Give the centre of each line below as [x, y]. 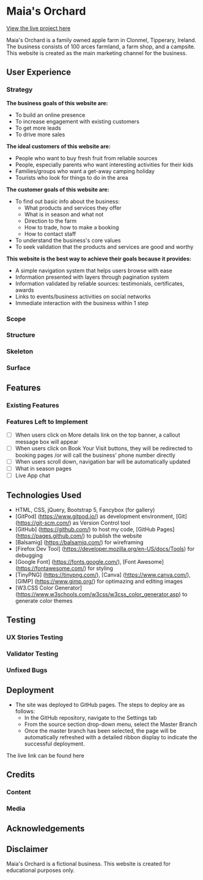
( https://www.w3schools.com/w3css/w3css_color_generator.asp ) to [101, 594]
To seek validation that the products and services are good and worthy [104, 246]
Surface [18, 368]
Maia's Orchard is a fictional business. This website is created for [89, 864]
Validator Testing [32, 654]
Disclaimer [27, 849]
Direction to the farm [50, 221]
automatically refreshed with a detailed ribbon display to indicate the [111, 738]
